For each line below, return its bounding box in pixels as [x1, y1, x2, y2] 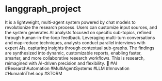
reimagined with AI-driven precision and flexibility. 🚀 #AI [5, 60, 117, 66]
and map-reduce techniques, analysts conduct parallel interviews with [5, 40, 146, 45]
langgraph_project [5, 3, 81, 14]
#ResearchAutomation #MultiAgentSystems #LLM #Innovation [5, 65, 130, 71]
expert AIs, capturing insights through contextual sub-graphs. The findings [5, 45, 155, 51]
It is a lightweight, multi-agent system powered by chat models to [5, 19, 136, 25]
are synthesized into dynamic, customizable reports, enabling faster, [5, 50, 142, 56]
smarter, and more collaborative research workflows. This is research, [5, 55, 145, 61]
